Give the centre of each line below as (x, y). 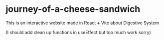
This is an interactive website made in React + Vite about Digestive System (82, 23)
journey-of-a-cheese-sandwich (73, 9)
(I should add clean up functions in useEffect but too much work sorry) (78, 32)
